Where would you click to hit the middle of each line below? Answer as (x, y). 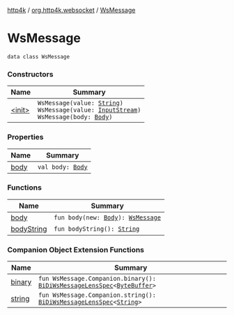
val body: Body (63, 167)
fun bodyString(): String (97, 229)
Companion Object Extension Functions (76, 249)
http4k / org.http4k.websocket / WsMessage (71, 10)
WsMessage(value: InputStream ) (89, 110)
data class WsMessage (39, 56)
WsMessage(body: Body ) (75, 117)
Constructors (30, 74)
